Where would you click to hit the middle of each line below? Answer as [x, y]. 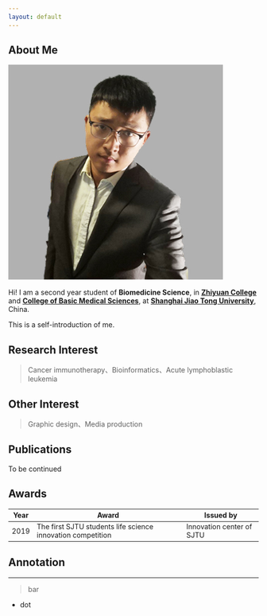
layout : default [35, 17]
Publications [40, 450]
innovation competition [74, 535]
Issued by [221, 515]
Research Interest [53, 350]
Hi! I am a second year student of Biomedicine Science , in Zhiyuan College [132, 292]
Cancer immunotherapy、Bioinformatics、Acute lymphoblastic [130, 370]
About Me [33, 51]
